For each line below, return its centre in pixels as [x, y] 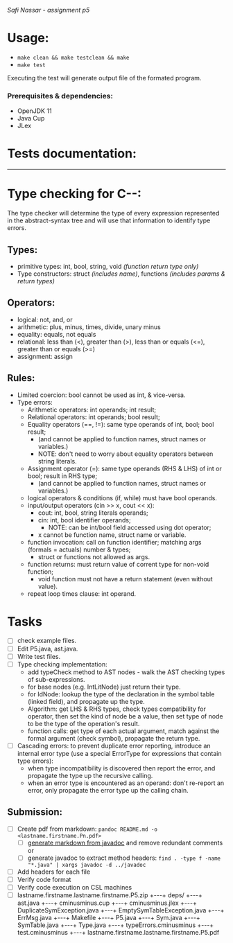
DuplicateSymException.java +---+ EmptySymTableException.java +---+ [121, 910]
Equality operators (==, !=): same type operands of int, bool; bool [121, 424]
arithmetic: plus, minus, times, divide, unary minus [89, 327]
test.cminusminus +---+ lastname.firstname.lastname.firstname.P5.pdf [118, 933]
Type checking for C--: [75, 194]
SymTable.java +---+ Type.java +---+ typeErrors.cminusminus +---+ [115, 925]
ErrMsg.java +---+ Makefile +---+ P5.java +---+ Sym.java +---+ [109, 918]
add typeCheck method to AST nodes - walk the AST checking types [126, 672]
